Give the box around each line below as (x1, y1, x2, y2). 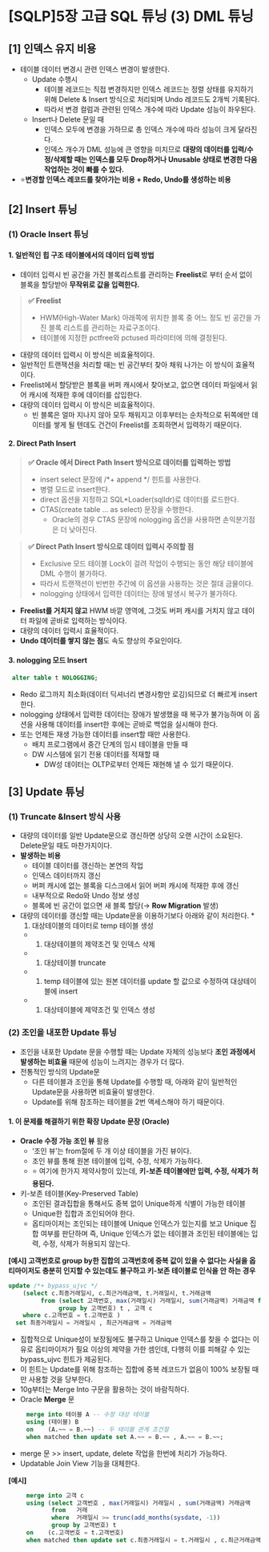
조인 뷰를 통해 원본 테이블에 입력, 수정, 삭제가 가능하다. (31, 1155, 203, 1166)
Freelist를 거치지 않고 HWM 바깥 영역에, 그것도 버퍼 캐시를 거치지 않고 (19, 606, 240, 615)
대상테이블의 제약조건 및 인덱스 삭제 (43, 939, 156, 949)
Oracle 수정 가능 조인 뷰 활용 (19, 1135, 110, 1146)
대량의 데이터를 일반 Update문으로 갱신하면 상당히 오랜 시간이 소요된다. (19, 831, 243, 840)
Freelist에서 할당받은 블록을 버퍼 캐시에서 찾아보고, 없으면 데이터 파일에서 (19, 380, 250, 389)
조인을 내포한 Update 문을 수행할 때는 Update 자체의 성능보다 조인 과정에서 (19, 1046, 256, 1056)
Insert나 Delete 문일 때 (31, 115, 105, 124)
